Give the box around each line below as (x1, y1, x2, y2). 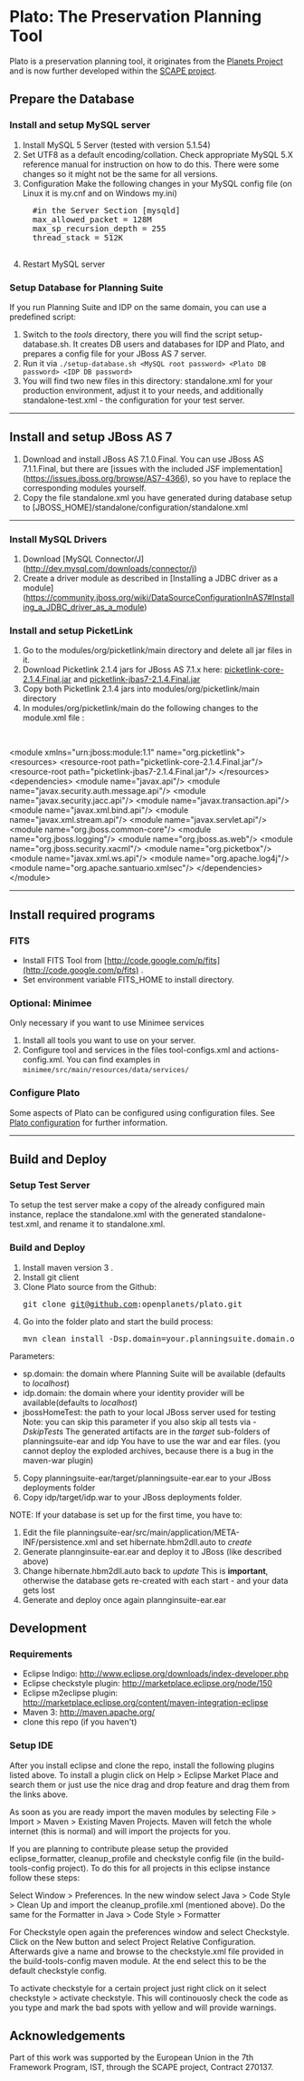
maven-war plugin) (22, 1454, 94, 1466)
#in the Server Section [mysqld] (32, 205, 181, 215)
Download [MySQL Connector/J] (22, 553, 145, 564)
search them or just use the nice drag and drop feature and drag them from (9, 1779, 290, 1790)
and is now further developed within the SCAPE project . (9, 65, 217, 76)
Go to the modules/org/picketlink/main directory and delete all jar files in (22, 645, 292, 656)
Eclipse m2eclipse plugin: (22, 1687, 119, 1698)
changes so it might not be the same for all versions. (22, 168, 219, 179)
